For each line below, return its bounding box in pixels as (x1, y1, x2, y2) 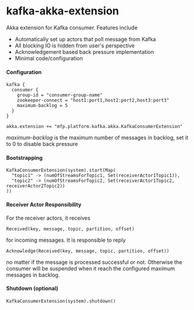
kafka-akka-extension (6, 4, 119, 18)
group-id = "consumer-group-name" (17, 92, 103, 98)
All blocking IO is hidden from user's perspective (14, 42, 135, 49)
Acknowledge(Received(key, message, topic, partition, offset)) (6, 248, 170, 254)
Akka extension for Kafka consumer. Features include (6, 24, 138, 31)
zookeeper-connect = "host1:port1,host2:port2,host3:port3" (17, 98, 170, 104)
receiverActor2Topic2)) (6, 183, 66, 189)
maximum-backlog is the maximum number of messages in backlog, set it (6, 134, 189, 141)
